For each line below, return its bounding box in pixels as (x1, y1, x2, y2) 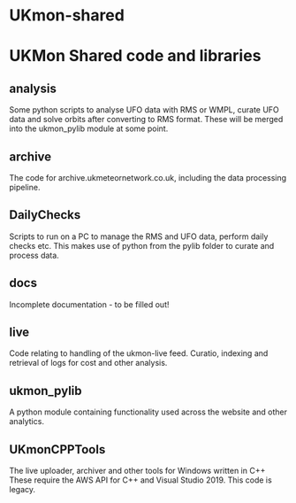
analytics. (9, 416, 44, 427)
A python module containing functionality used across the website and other (9, 406, 288, 417)
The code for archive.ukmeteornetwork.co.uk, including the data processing (9, 173, 287, 182)
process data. (9, 250, 59, 260)
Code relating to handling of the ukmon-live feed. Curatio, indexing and (9, 348, 269, 359)
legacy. (9, 484, 36, 495)
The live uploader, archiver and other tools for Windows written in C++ (9, 466, 266, 476)
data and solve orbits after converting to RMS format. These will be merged (9, 114, 284, 125)
